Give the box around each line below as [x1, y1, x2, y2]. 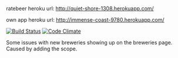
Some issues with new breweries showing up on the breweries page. [6, 39, 173, 46]
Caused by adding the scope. [6, 45, 78, 52]
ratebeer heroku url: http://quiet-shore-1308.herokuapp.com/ [6, 5, 154, 12]
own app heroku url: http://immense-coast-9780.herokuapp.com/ [6, 16, 164, 23]
